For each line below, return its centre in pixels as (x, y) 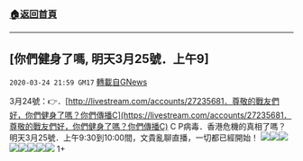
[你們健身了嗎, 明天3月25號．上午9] (109, 59)
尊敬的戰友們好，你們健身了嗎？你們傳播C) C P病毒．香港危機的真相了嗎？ (148, 127)
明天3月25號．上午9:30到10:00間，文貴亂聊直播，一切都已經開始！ (134, 138)
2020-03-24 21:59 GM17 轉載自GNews (78, 82)
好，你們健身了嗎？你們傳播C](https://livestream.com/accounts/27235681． (151, 115)
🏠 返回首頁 (33, 13)
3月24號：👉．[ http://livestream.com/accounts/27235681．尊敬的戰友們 (144, 102)
